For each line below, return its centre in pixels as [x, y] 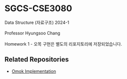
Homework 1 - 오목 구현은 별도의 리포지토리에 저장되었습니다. [63, 44]
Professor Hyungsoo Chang [32, 33]
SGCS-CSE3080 [38, 8]
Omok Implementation [34, 71]
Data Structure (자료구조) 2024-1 [37, 22]
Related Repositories [37, 59]
